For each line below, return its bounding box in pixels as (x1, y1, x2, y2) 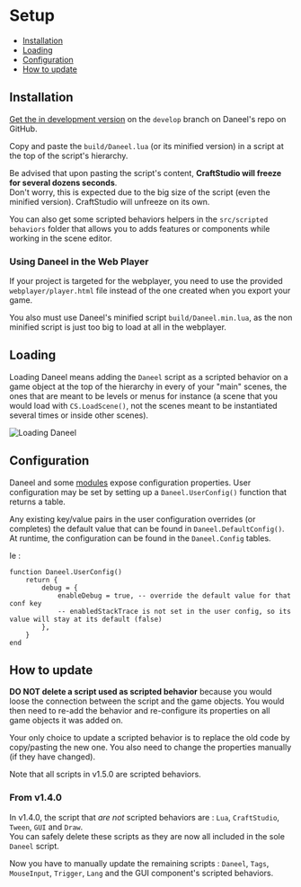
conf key (9, 599, 42, 608)
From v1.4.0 (9, 792, 63, 804)
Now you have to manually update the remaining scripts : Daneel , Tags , (9, 857, 270, 868)
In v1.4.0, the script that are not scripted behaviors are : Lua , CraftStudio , (9, 812, 280, 822)
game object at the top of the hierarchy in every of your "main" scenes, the (9, 381, 288, 392)
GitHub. (9, 123, 38, 134)
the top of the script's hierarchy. (9, 150, 128, 161)
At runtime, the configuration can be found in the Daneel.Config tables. (9, 532, 271, 544)
